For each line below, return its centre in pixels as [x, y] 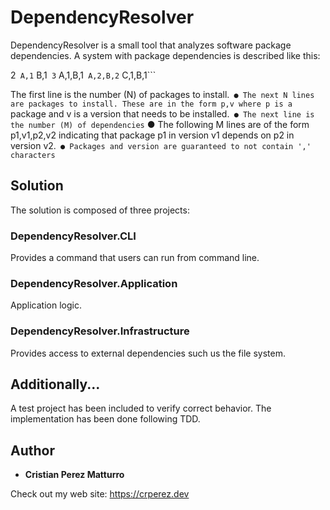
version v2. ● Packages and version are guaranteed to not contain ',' [161, 145]
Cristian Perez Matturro [74, 475]
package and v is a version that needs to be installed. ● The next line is [162, 113]
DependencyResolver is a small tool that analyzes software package [151, 45]
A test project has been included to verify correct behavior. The [141, 408]
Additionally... [55, 384]
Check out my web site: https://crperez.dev [100, 494]
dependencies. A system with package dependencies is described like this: [165, 55]
